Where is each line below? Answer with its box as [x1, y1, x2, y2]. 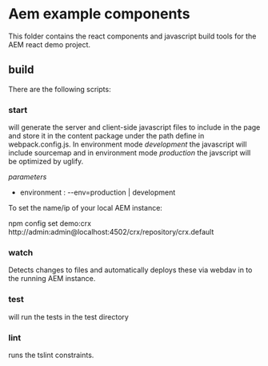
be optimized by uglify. [8, 157, 84, 167]
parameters [8, 172, 47, 182]
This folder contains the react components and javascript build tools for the [8, 31, 257, 41]
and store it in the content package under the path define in [8, 131, 205, 141]
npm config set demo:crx [8, 219, 92, 228]
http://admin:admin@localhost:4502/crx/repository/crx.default [8, 227, 214, 237]
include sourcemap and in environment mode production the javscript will [8, 148, 251, 158]
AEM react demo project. [8, 39, 90, 49]
